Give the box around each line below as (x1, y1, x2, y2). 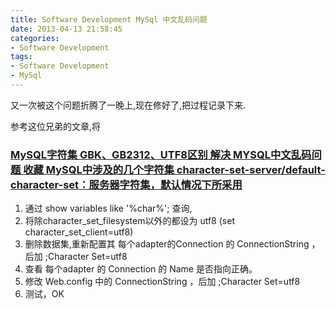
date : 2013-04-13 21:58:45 (10, 24, 123, 34)
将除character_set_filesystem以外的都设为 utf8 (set (24, 215, 235, 227)
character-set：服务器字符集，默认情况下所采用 (10, 177, 243, 191)
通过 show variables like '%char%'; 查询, (24, 202, 193, 215)
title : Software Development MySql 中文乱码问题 (10, 14, 208, 25)
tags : (10, 52, 33, 62)
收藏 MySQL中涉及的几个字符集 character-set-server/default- (23, 162, 326, 176)
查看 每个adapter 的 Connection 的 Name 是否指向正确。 (24, 263, 258, 275)
